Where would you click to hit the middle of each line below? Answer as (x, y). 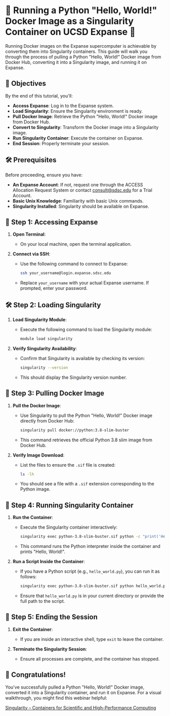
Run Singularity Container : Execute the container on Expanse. (78, 138)
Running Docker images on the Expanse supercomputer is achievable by (81, 46)
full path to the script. (42, 601)
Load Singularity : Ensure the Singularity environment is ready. (78, 111)
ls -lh (27, 474)
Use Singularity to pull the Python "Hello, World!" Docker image (86, 415)
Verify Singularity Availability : (45, 348)
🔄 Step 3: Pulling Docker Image (55, 393)
